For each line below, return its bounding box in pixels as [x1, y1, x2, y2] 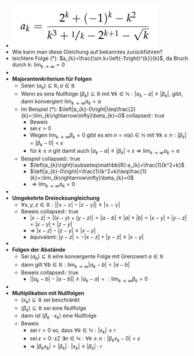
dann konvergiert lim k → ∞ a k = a [20, 98, 101, 107]
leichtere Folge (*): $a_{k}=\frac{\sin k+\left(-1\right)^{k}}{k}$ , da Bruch [11, 55, 189, 62]
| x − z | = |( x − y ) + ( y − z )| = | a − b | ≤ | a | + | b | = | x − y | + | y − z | [29, 215, 187, 222]
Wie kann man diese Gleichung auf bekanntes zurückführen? [11, 49, 163, 55]
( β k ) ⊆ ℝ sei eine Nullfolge [20, 304, 87, 313]
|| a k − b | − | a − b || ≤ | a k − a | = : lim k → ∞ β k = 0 [29, 275, 148, 283]
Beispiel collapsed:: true [20, 155, 81, 162]
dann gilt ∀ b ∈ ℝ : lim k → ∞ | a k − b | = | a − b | [20, 261, 130, 270]
